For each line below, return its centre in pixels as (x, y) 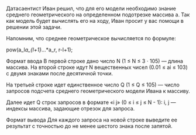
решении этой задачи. (34, 27)
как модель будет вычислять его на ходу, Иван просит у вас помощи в (95, 21)
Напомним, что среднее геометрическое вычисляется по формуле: (91, 38)
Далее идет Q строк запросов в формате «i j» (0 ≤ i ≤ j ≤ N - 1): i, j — (91, 102)
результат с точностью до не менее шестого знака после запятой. (89, 126)
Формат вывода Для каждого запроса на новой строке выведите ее (92, 120)
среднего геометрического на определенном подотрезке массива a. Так (98, 15)
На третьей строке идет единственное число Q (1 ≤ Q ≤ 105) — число (93, 85)
